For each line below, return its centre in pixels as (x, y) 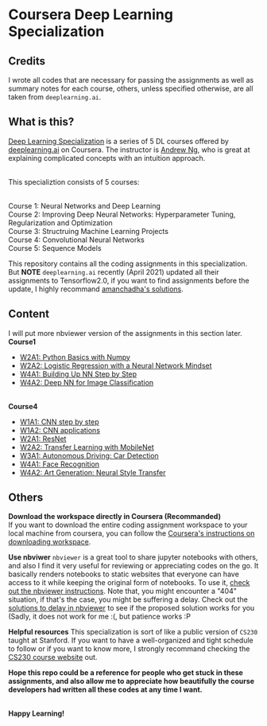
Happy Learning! (37, 713)
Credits (27, 61)
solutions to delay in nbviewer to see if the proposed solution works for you (132, 608)
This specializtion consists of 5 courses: (74, 181)
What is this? (41, 122)
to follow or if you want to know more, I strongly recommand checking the (129, 649)
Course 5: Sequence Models (55, 248)
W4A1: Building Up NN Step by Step (78, 374)
